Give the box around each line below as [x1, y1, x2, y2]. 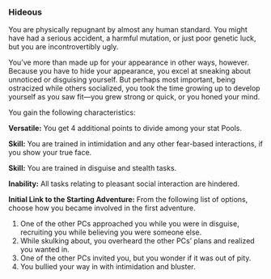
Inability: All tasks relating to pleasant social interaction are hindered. [8, 179, 240, 188]
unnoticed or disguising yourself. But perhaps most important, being [8, 75, 236, 85]
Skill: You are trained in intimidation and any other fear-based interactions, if [8, 139, 263, 149]
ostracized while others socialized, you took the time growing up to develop [8, 83, 260, 93]
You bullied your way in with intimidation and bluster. [19, 262, 196, 272]
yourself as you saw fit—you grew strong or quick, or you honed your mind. [8, 92, 260, 102]
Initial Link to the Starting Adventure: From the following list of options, [8, 195, 248, 205]
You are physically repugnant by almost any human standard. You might [8, 25, 248, 35]
